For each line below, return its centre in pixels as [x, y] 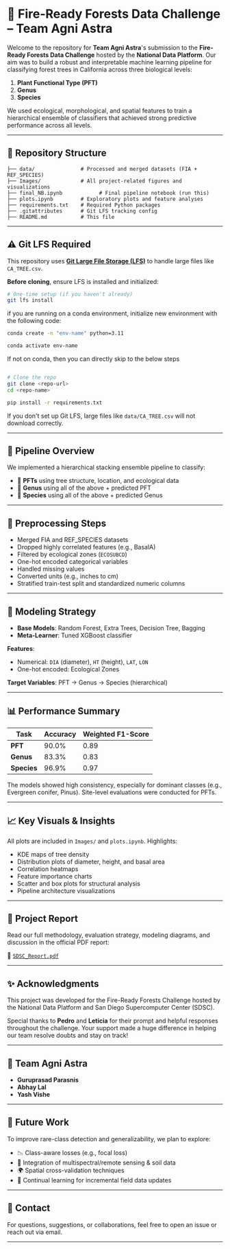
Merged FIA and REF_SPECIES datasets [73, 540]
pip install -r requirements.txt [55, 403]
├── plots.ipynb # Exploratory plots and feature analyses [105, 199]
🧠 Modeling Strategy [52, 611]
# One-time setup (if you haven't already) [70, 294]
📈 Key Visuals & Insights [61, 821]
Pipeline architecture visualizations [66, 890]
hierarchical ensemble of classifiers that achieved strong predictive [102, 118]
